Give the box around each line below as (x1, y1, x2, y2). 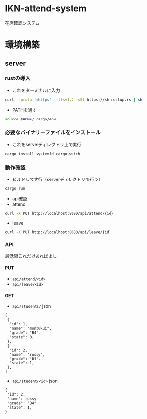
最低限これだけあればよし (5, 253, 57, 259)
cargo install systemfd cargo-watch (5, 151, 80, 156)
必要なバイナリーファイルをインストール (5, 129, 101, 136)
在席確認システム (5, 20, 40, 26)
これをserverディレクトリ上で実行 (12, 141, 81, 147)
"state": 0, (9, 335, 35, 340)
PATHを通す (12, 107, 37, 113)
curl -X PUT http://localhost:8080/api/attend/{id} (5, 211, 113, 216)
